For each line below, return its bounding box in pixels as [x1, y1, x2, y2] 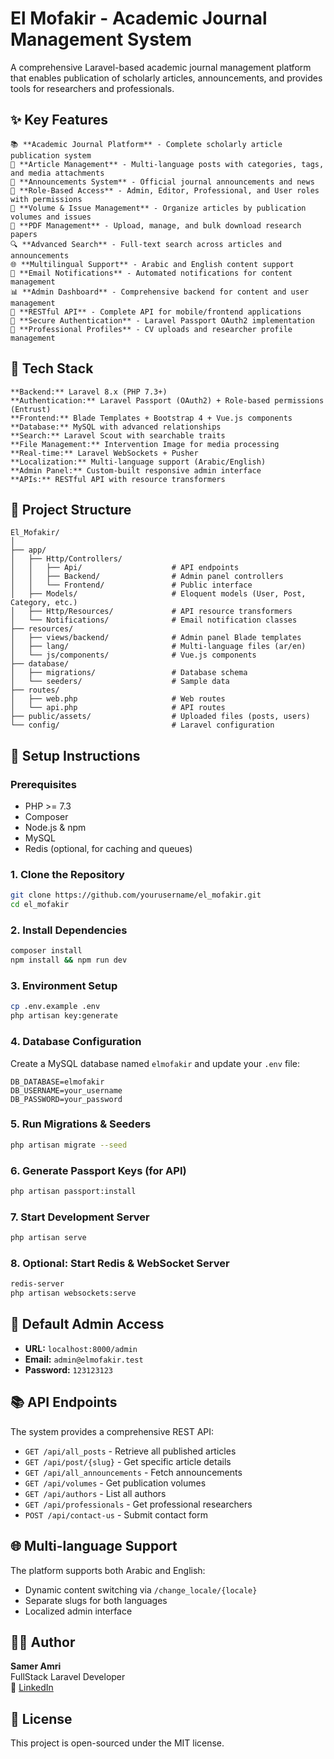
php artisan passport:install [10, 1186, 137, 1196]
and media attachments [10, 168, 105, 178]
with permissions [10, 194, 83, 204]
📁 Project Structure [10, 501, 132, 518]
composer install [10, 946, 83, 956]
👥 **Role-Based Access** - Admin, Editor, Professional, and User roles [10, 185, 320, 196]
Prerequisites [10, 777, 77, 791]
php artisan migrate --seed [10, 1140, 128, 1150]
